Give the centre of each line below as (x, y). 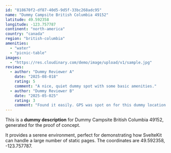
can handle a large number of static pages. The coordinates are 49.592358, (85, 141)
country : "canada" (25, 34)
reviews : (15, 67)
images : (14, 58)
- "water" (20, 48)
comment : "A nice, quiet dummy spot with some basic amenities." (86, 86)
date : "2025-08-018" (36, 77)
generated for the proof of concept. (43, 125)
